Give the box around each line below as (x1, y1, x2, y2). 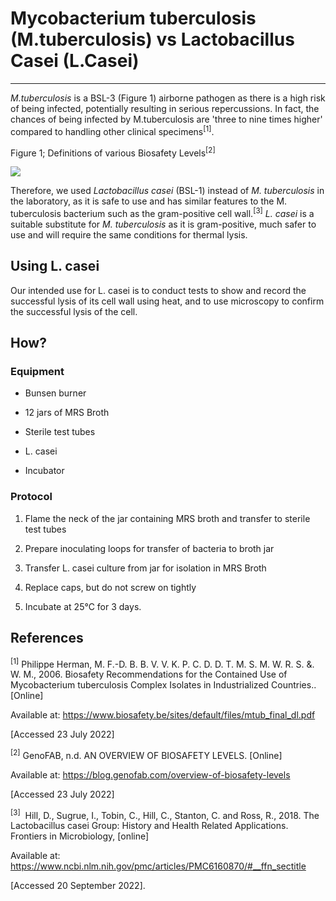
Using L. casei (10, 258, 100, 275)
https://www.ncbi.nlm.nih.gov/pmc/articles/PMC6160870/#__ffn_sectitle (10, 860, 307, 872)
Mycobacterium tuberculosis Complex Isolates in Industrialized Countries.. (10, 679, 317, 691)
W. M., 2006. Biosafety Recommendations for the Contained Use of (10, 668, 288, 681)
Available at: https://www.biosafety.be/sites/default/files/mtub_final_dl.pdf (10, 709, 316, 721)
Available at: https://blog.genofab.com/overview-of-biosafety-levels (10, 768, 291, 781)
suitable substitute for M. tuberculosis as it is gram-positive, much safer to (10, 218, 317, 230)
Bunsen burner (24, 387, 87, 399)
